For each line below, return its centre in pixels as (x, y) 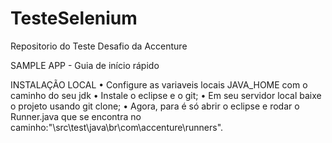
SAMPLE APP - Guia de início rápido (85, 65)
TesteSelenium (74, 18)
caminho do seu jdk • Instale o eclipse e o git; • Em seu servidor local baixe (166, 95)
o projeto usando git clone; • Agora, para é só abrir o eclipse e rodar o (155, 106)
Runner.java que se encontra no (76, 116)
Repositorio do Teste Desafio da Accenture (99, 46)
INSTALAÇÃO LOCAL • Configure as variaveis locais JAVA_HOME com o (159, 84)
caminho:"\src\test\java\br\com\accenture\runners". (117, 127)
